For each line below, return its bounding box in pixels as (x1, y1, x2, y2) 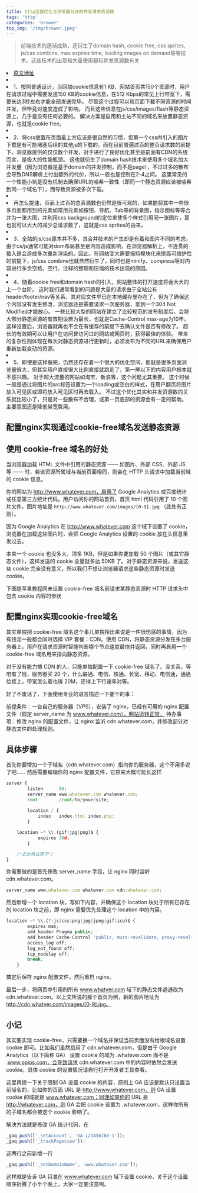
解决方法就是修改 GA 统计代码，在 (6, 1121, 89, 1128)
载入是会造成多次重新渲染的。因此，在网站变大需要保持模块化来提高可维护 (6, 250, 187, 257)
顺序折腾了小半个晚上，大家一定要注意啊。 (6, 1180, 110, 1187)
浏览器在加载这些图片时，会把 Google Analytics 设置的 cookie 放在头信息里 (6, 530, 189, 537)
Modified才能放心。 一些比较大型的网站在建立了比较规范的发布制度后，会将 (6, 308, 190, 315)
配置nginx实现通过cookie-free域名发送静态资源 (6, 422, 180, 432)
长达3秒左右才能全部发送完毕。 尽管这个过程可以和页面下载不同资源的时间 (11, 98, 192, 105)
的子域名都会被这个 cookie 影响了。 (6, 1108, 93, 1115)
